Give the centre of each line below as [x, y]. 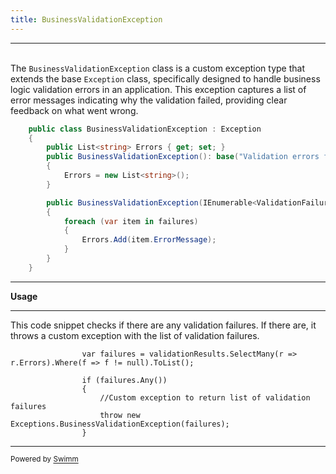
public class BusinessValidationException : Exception [145, 129]
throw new [120, 415]
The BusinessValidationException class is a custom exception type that [158, 68]
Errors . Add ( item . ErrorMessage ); [149, 240]
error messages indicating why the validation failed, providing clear [149, 100]
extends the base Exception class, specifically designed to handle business [165, 78]
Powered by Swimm [44, 459]
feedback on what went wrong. [74, 110]
